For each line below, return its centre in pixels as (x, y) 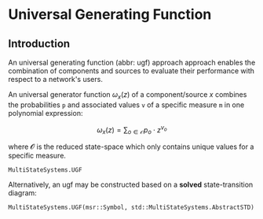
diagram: (22, 193)
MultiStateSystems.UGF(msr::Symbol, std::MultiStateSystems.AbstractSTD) (131, 208)
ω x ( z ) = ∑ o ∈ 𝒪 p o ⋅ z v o (132, 130)
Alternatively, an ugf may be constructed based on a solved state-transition (131, 185)
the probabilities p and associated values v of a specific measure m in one (126, 105)
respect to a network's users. (56, 79)
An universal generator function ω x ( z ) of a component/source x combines (128, 95)
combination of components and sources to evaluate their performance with (131, 71)
